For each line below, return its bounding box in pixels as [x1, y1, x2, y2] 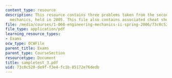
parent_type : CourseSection [5, 50, 66, 55]
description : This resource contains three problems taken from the [5, 12, 155, 17]
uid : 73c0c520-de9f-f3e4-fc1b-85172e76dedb [5, 65, 100, 70]
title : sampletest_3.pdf [5, 60, 58, 65]
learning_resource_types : [5, 31, 60, 36]
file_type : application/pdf [5, 27, 66, 32]
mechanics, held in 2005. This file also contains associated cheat [10, 17, 159, 22]
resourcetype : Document [5, 55, 56, 61]
